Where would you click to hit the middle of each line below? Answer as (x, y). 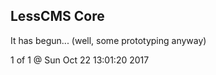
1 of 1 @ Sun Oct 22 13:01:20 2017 (80, 60)
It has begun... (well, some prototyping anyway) (108, 40)
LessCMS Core (57, 16)
